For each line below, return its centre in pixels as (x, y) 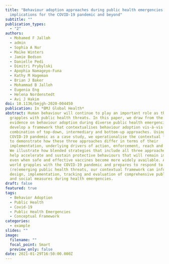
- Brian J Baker (27, 80)
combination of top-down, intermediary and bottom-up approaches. (81, 132)
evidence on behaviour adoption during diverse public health (76, 122)
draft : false (19, 184)
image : (12, 235)
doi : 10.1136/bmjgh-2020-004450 (39, 104)
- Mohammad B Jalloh (31, 85)
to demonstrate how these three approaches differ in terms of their (84, 141)
